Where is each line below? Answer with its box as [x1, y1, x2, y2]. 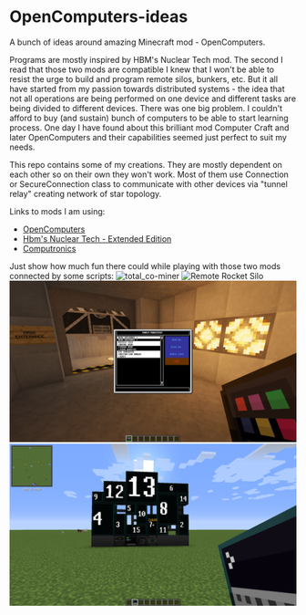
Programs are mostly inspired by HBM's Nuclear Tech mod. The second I [9, 54, 284, 65]
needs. [9, 141, 36, 152]
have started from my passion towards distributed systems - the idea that [9, 83, 285, 94]
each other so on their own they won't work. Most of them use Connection [9, 169, 290, 180]
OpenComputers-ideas [9, 6, 189, 27]
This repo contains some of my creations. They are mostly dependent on [9, 159, 282, 170]
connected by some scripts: [9, 270, 115, 281]
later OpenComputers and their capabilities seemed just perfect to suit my [9, 131, 287, 142]
